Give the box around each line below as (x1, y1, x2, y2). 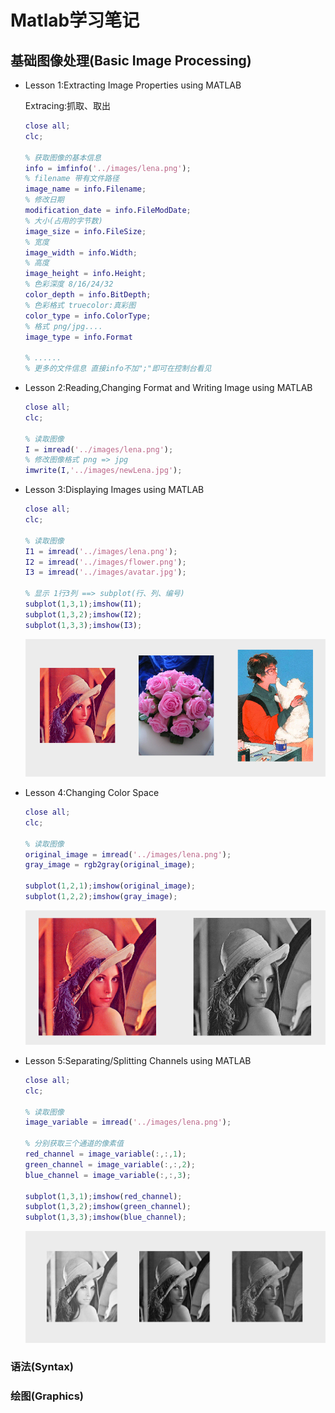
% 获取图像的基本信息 (24, 152, 102, 163)
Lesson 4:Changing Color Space (24, 787, 160, 799)
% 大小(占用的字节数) (24, 216, 103, 226)
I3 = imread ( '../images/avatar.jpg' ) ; (24, 567, 187, 578)
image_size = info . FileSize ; (24, 226, 147, 236)
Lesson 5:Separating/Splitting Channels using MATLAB (24, 1054, 252, 1066)
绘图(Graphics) (10, 1389, 84, 1403)
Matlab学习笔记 (10, 9, 140, 32)
